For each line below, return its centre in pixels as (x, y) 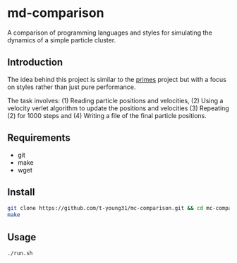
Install (21, 192)
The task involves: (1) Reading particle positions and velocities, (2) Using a (115, 100)
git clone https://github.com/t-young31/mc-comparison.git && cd (105, 209)
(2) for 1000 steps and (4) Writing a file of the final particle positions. (107, 115)
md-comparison (56, 13)
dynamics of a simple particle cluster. (62, 40)
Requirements (39, 138)
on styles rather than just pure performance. (72, 87)
